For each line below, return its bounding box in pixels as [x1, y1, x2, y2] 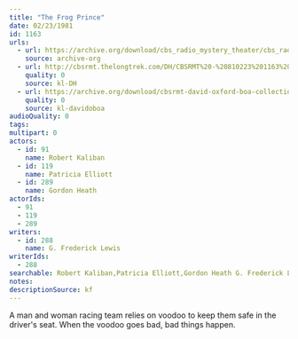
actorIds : [9, 194, 46, 204]
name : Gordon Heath [25, 186, 98, 195]
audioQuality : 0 [9, 112, 69, 121]
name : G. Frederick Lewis [25, 244, 122, 253]
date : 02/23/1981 [9, 21, 74, 30]
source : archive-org [25, 54, 101, 63]
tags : [9, 121, 29, 130]
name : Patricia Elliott [25, 169, 114, 178]
